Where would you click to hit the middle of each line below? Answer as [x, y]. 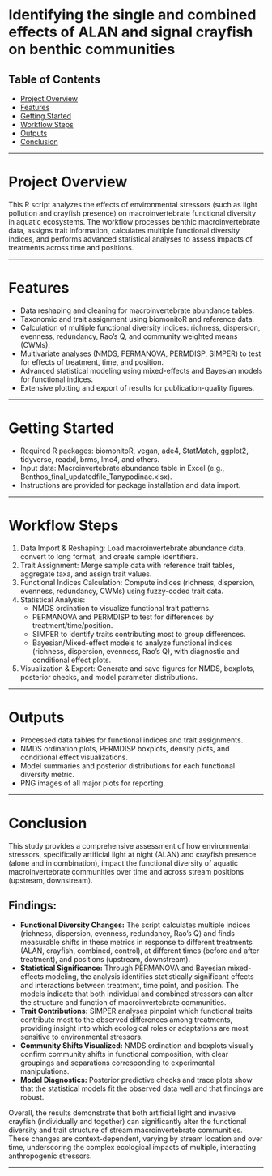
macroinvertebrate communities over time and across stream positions [126, 871]
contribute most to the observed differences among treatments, [126, 1020]
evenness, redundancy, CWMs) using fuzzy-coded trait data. [122, 591]
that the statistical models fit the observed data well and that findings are [142, 1088]
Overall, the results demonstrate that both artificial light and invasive [122, 1113]
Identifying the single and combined [132, 15]
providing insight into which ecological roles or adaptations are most [134, 1028]
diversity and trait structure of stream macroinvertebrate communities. [125, 1130]
